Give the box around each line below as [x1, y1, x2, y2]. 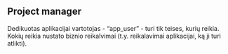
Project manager [7, 6, 82, 18]
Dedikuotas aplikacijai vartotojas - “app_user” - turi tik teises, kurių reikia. [7, 24, 220, 32]
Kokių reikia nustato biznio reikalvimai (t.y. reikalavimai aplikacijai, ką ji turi [7, 32, 221, 40]
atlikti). [7, 39, 27, 48]
